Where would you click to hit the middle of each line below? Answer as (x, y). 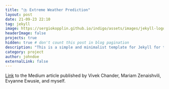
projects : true (21, 38)
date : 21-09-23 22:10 (28, 19)
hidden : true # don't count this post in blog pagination (67, 43)
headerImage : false (26, 33)
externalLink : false (27, 61)
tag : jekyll (18, 24)
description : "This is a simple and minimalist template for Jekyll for (83, 47)
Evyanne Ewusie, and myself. (35, 81)
